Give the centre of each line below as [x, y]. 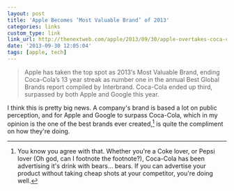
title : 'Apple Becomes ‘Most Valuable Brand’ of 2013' [88, 20]
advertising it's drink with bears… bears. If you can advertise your [112, 166]
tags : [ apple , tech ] [37, 53]
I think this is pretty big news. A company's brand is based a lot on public [112, 108]
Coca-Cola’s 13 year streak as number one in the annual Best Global [122, 79]
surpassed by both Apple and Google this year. [92, 94]
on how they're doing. [39, 131]
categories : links [34, 26]
